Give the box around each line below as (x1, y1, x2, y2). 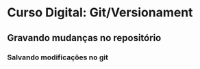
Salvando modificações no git (7, 53, 108, 62)
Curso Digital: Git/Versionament (7, 5, 193, 20)
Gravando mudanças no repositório (7, 32, 162, 44)
